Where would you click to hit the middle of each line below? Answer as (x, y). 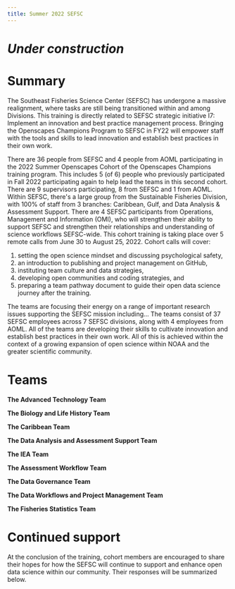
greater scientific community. (50, 351)
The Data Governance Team (49, 481)
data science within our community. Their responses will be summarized (112, 571)
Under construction (66, 48)
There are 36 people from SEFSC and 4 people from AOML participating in (115, 159)
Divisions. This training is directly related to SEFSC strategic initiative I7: (111, 115)
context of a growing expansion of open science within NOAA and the (108, 344)
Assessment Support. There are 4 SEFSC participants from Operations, (110, 212)
